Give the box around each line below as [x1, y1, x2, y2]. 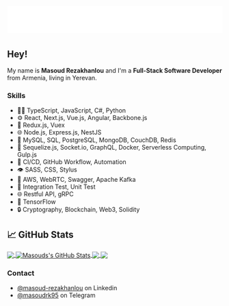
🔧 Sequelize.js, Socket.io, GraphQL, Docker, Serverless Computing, [16, 143, 206, 152]
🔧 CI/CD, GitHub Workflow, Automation [16, 158, 126, 166]
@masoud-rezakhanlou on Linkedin [16, 284, 118, 292]
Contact [7, 268, 35, 278]
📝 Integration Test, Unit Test [16, 183, 96, 191]
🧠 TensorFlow [16, 198, 56, 206]
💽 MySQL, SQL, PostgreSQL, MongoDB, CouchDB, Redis [16, 136, 176, 144]
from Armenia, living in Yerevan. [7, 74, 97, 82]
